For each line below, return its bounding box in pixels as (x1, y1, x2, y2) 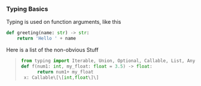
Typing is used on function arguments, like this (6, 19, 121, 26)
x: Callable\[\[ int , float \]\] (23, 74, 99, 81)
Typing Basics (6, 5, 48, 13)
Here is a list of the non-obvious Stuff (6, 47, 99, 54)
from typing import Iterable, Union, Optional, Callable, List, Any (20, 58, 196, 64)
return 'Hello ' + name (17, 35, 77, 42)
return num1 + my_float (36, 69, 94, 75)
